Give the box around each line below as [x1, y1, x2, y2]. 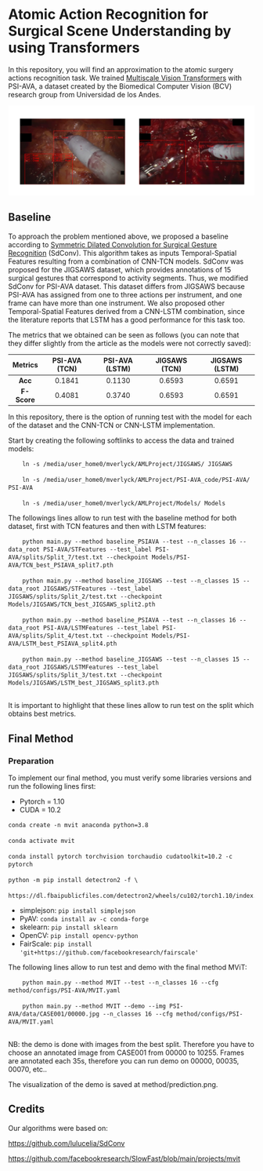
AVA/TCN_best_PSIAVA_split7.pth [8, 561, 113, 570]
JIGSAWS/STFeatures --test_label [42, 585, 153, 593]
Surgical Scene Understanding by [8, 22, 232, 40]
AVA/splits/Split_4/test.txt [8, 632, 103, 640]
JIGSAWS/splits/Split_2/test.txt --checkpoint [8, 593, 163, 601]
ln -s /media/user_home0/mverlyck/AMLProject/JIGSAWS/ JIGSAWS [22, 461, 233, 469]
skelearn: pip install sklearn [19, 922, 119, 932]
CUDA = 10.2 [19, 805, 61, 815]
